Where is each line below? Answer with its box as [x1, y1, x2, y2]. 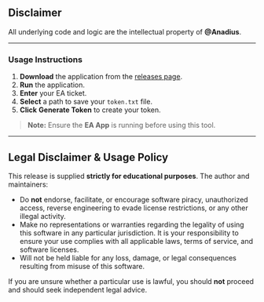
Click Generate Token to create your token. [19, 105, 161, 115]
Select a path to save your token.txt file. [19, 97, 153, 107]
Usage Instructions [8, 54, 82, 65]
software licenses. [19, 245, 79, 254]
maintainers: [8, 180, 49, 189]
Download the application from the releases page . [19, 72, 183, 82]
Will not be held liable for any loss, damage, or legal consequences [19, 253, 237, 262]
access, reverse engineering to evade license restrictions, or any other [19, 203, 249, 213]
